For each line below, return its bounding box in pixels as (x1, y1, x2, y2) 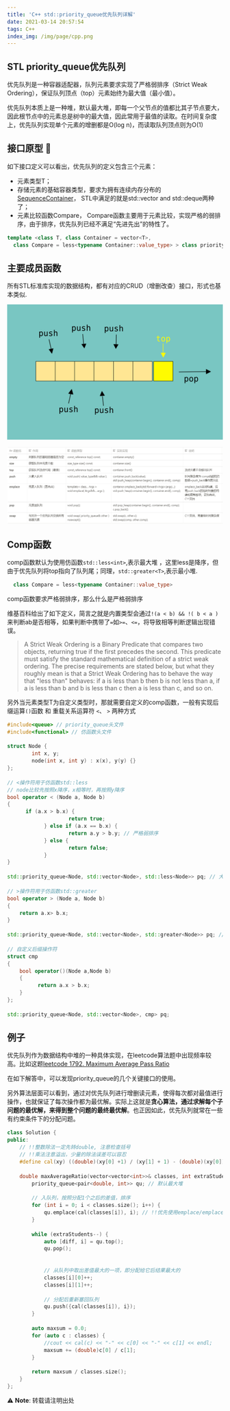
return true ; (68, 815, 106, 822)
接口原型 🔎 (7, 143, 51, 155)
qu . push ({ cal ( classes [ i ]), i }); (43, 1303, 136, 1310)
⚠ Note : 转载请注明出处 (7, 1396, 75, 1404)
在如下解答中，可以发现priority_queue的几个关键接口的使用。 (7, 1074, 180, 1083)
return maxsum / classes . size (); (31, 1368, 127, 1375)
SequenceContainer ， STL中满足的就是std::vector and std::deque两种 (16, 194, 214, 202)
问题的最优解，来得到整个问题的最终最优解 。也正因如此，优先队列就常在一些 (7, 1106, 223, 1114)
